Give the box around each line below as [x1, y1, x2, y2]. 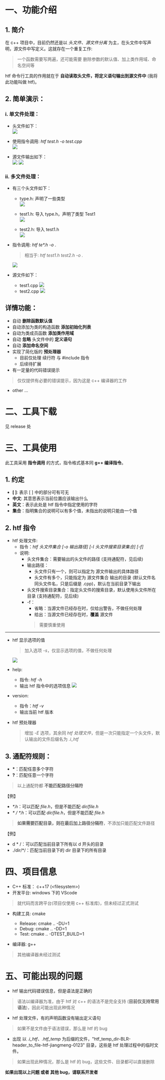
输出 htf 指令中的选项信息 [19, 683, 71, 689]
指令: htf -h [19, 677, 42, 683]
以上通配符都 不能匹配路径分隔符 [17, 783, 83, 788]
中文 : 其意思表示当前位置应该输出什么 [12, 495, 88, 501]
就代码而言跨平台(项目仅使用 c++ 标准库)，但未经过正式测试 [17, 900, 139, 906]
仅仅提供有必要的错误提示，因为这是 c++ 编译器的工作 [17, 377, 127, 383]
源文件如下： [12, 272, 38, 278]
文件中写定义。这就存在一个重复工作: [18, 46, 93, 52]
